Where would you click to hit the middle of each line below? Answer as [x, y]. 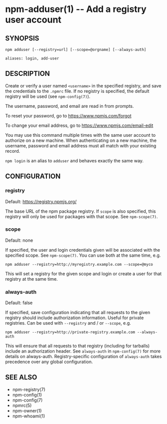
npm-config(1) [27, 395]
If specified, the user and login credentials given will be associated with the [83, 250]
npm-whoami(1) [29, 416]
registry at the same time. [31, 279]
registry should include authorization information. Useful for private [74, 318]
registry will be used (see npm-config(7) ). [48, 96]
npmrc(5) [22, 405]
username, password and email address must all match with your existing [81, 145]
